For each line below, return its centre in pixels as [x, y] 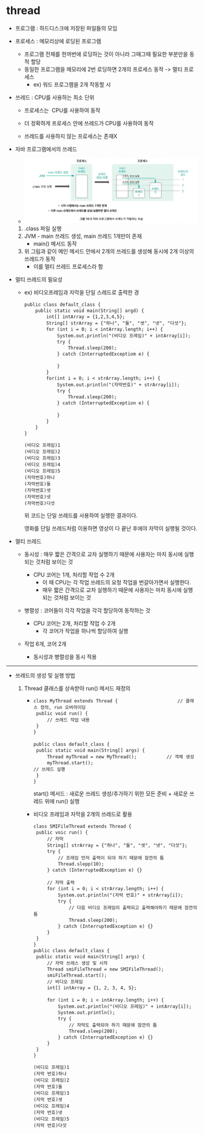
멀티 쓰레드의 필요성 [39, 280]
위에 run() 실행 [62, 801]
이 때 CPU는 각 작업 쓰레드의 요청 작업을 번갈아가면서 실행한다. [117, 583]
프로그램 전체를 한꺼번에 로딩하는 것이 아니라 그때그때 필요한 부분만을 [106, 54]
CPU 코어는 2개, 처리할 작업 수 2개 [74, 623]
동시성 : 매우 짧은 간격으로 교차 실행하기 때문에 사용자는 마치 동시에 [104, 555]
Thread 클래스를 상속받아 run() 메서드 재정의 [77, 688]
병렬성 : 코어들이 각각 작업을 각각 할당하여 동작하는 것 [87, 610]
